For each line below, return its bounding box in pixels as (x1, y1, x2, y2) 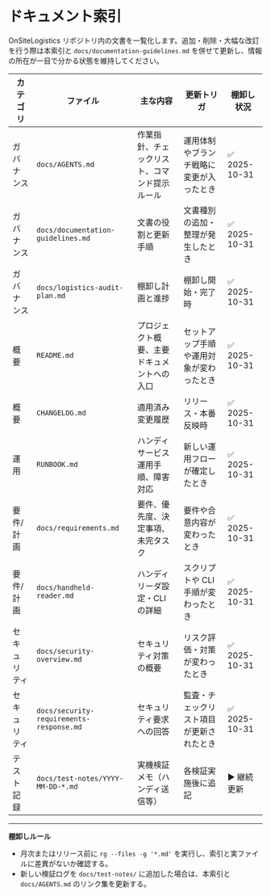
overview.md (35, 654, 82, 663)
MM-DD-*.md (35, 781, 78, 791)
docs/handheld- (35, 583, 95, 592)
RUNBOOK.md (35, 460, 78, 469)
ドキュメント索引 (8, 7, 123, 26)
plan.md (35, 291, 66, 300)
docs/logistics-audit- (35, 283, 123, 292)
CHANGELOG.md (35, 408, 86, 417)
